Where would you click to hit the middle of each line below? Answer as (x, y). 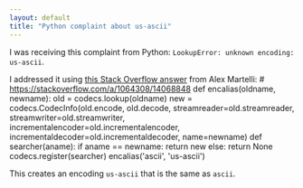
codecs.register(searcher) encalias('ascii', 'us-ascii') (107, 155)
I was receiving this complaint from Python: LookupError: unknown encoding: (152, 52)
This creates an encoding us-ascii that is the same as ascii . (123, 174)
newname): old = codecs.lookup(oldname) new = (101, 98)
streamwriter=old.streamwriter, (67, 117)
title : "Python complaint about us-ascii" (90, 26)
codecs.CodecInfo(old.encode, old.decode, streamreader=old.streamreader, (152, 108)
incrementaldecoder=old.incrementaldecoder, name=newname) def (136, 136)
